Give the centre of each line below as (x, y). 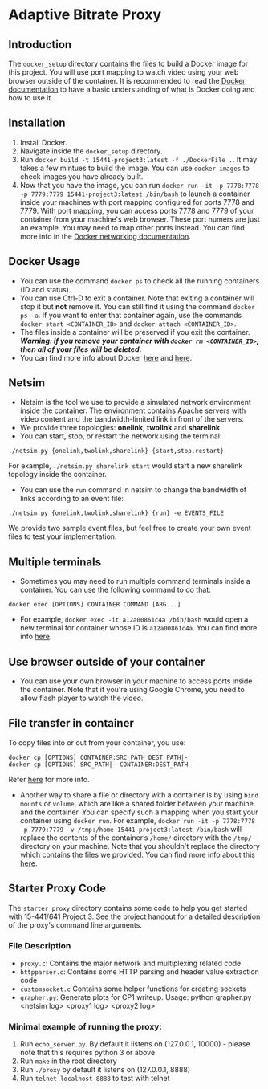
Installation (37, 123)
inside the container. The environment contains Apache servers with (133, 410)
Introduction (40, 45)
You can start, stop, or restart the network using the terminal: (121, 436)
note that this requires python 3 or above (87, 1053)
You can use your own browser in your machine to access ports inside (136, 681)
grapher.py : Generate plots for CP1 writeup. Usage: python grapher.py (136, 997)
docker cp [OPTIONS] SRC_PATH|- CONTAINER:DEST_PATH (98, 765)
